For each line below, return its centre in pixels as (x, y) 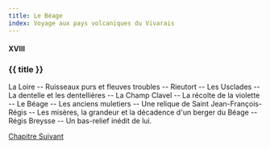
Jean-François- (237, 104)
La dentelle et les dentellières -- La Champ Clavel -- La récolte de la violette (134, 95)
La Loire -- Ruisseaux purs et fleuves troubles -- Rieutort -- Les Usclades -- (134, 87)
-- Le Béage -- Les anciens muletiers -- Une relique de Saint (109, 104)
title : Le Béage (35, 16)
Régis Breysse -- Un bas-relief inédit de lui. (80, 121)
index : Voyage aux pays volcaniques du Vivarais (91, 23)
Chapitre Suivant (36, 136)
